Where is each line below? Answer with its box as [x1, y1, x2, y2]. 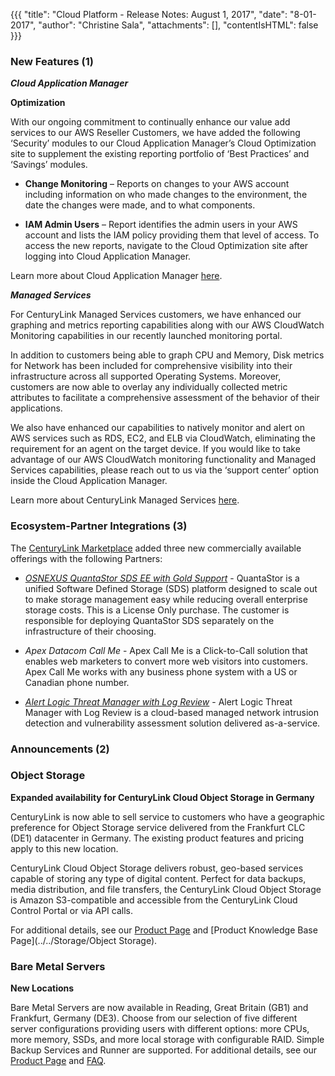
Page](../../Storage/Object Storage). [10, 934, 158, 946]
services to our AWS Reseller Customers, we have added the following [10, 127, 301, 139]
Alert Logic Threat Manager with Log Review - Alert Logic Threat [24, 695, 293, 708]
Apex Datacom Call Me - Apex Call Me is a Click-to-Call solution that [24, 644, 308, 656]
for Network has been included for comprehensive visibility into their [10, 360, 293, 372]
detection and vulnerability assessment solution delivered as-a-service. [24, 717, 321, 729]
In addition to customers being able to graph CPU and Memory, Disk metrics [10, 349, 325, 361]
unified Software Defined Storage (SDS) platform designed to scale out [24, 582, 318, 594]
